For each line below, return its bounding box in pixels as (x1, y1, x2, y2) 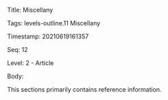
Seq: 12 (7, 46, 28, 53)
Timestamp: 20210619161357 (7, 32, 89, 40)
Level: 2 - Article (7, 59, 54, 67)
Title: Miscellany (7, 6, 53, 14)
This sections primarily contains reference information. (7, 86, 163, 93)
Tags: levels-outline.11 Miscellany (7, 19, 101, 27)
